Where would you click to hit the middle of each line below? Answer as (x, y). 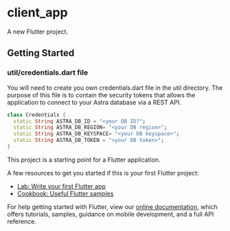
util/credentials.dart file (48, 73)
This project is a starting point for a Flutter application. (84, 160)
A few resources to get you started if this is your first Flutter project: (103, 173)
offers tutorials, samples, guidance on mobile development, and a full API (111, 214)
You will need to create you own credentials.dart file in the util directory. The (115, 88)
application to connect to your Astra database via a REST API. (94, 102)
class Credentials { (37, 114)
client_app (37, 13)
